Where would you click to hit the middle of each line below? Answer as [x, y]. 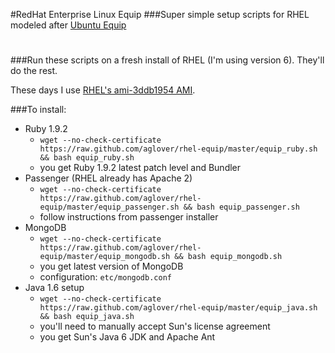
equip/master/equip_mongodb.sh [105, 257]
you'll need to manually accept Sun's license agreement [155, 326]
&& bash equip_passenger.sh [241, 207]
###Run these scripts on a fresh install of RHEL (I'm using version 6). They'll [167, 60]
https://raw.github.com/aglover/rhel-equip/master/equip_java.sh [178, 308]
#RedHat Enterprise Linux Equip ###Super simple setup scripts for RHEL [160, 14]
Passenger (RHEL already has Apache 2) [108, 178]
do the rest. [34, 71]
